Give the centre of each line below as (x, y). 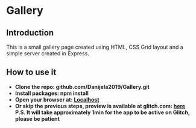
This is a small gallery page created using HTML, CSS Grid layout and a (95, 47)
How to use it (31, 72)
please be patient (37, 118)
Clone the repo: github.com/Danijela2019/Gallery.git (82, 87)
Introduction (30, 33)
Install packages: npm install (52, 93)
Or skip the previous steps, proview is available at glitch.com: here (100, 106)
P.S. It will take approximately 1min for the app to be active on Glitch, (102, 112)
